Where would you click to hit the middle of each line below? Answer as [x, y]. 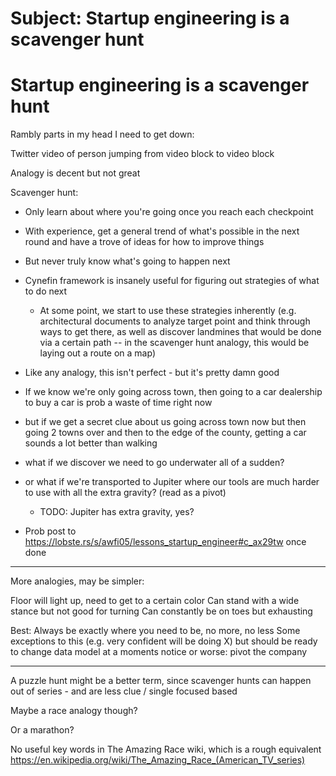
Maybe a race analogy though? [74, 711]
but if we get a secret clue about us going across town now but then [165, 422]
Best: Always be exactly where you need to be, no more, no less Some [155, 631]
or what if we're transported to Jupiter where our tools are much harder [172, 482]
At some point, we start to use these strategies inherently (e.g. [168, 311]
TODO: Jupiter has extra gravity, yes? [117, 512]
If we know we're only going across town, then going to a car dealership [173, 392]
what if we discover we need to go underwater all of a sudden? [154, 463]
